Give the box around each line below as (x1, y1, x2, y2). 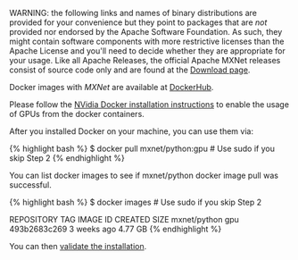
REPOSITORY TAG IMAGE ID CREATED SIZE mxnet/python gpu (9, 214, 239, 224)
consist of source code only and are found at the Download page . (9, 64, 251, 75)
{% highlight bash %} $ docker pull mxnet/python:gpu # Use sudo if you (9, 143, 275, 154)
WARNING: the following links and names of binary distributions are (9, 8, 257, 18)
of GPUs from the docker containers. (9, 109, 145, 119)
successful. (9, 180, 52, 190)
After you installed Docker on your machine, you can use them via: (9, 126, 254, 137)
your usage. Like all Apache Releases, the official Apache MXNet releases (9, 55, 281, 65)
